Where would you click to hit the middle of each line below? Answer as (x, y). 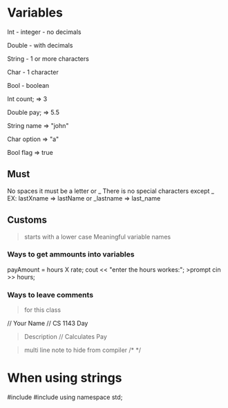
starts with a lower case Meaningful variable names (97, 237)
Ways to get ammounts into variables (71, 254)
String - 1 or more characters (48, 58)
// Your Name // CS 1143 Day (48, 324)
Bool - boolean (28, 85)
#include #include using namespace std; (65, 397)
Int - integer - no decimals (44, 32)
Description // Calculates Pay (65, 337)
